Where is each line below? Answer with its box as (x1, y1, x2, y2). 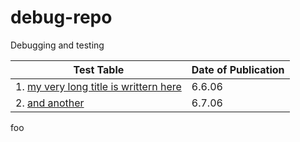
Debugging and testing (10, 39, 105, 51)
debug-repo (10, 6, 113, 29)
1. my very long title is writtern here (15, 79, 182, 93)
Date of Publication (191, 62, 285, 76)
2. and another (15, 96, 85, 110)
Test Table (73, 62, 125, 76)
